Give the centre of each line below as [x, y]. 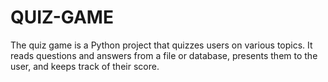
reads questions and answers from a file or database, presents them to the [164, 55]
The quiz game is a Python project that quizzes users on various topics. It [161, 45]
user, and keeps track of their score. [85, 66]
